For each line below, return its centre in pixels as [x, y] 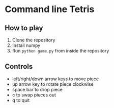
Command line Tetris [50, 9]
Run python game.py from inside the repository [61, 51]
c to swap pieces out [34, 95]
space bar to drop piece [37, 89]
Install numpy [26, 45]
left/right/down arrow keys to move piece [55, 79]
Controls [19, 67]
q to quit [21, 100]
